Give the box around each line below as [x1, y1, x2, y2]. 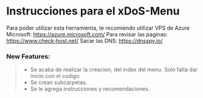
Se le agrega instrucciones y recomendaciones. [30, 85, 150, 93]
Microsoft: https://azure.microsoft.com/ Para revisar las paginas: [6, 30, 168, 38]
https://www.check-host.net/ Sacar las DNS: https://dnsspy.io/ [6, 37, 163, 44]
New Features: [6, 52, 50, 60]
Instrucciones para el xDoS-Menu [6, 4, 180, 18]
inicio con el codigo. [30, 73, 81, 80]
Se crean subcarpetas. [30, 79, 88, 86]
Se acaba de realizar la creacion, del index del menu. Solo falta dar [30, 66, 198, 73]
